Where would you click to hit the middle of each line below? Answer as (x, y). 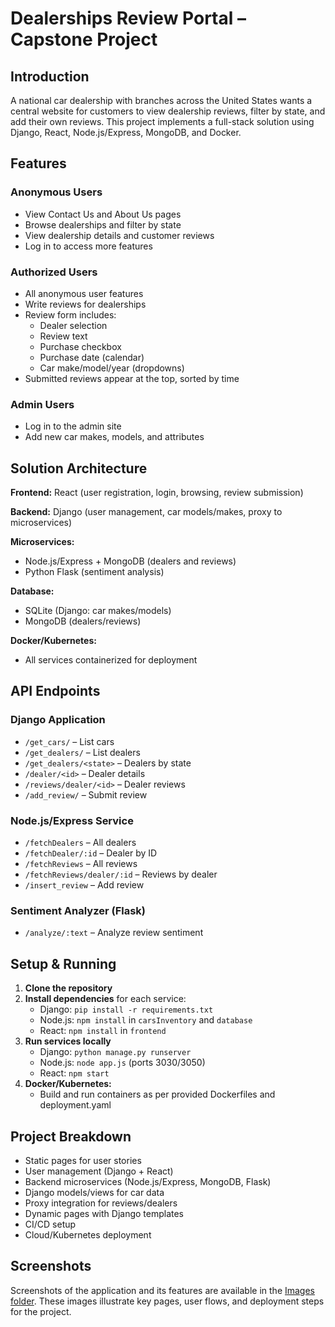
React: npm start (74, 1073)
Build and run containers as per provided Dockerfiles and (157, 1094)
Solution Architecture (79, 468)
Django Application (58, 720)
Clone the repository (68, 988)
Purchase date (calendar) (92, 357)
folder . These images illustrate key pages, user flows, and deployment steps (167, 1301)
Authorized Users (54, 272)
